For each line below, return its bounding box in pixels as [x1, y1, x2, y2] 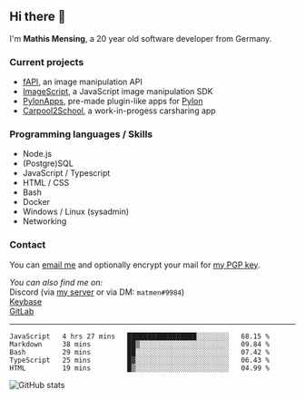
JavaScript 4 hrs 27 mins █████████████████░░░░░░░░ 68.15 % [9, 332, 271, 341]
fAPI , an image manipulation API [22, 76, 143, 87]
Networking [22, 216, 67, 227]
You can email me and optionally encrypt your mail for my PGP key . [9, 259, 261, 270]
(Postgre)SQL [22, 158, 74, 169]
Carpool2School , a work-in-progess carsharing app [22, 105, 216, 116]
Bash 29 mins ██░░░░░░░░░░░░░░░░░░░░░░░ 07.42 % [9, 347, 271, 356]
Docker [22, 197, 51, 208]
